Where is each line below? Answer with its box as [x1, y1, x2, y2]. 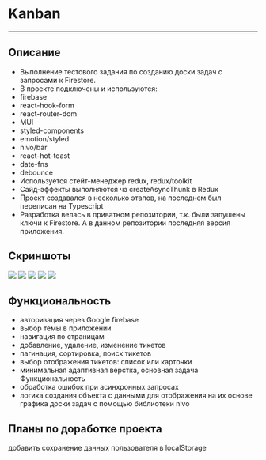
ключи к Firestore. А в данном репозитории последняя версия [19, 218, 231, 228]
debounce [19, 168, 54, 177]
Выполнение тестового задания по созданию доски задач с [19, 66, 223, 76]
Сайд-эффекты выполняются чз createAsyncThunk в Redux [19, 184, 219, 194]
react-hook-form [19, 100, 75, 110]
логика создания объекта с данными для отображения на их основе [19, 390, 253, 400]
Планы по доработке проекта [8, 422, 162, 435]
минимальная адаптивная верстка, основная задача [19, 365, 199, 375]
